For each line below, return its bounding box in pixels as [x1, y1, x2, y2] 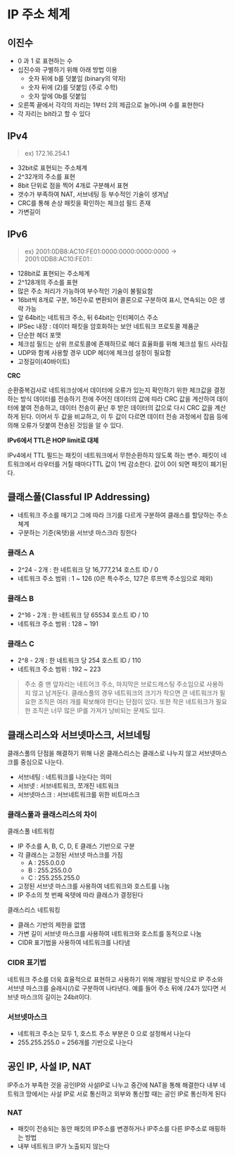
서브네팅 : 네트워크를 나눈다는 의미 [17, 773, 112, 782]
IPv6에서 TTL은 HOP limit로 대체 [7, 436, 99, 444]
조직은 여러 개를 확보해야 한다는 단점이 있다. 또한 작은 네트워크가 [37, 698, 215, 706]
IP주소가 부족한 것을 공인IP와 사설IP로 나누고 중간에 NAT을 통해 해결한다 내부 [7, 1080, 219, 1089]
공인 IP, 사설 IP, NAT [7, 1061, 92, 1072]
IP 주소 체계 [7, 6, 70, 23]
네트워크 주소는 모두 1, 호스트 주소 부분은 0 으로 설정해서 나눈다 [17, 1030, 191, 1038]
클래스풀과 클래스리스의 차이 [7, 810, 97, 820]
